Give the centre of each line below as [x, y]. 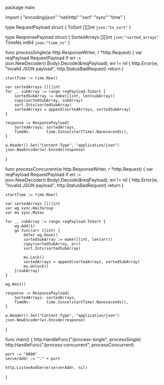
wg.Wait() [16, 284]
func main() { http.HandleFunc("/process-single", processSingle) [73, 339]
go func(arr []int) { [37, 231]
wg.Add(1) [25, 226]
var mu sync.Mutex [25, 213]
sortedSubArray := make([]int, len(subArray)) [65, 96]
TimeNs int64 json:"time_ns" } [38, 42]
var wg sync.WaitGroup [29, 208]
